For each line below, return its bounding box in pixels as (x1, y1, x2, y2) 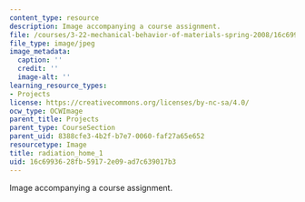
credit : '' (17, 65, 59, 74)
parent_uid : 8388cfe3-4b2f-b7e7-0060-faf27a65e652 (9, 132, 205, 141)
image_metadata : (9, 47, 71, 56)
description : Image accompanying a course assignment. (9, 22, 221, 31)
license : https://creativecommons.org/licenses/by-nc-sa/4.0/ (9, 97, 250, 107)
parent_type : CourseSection (9, 124, 116, 133)
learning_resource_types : (9, 81, 107, 90)
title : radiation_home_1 (9, 148, 103, 157)
